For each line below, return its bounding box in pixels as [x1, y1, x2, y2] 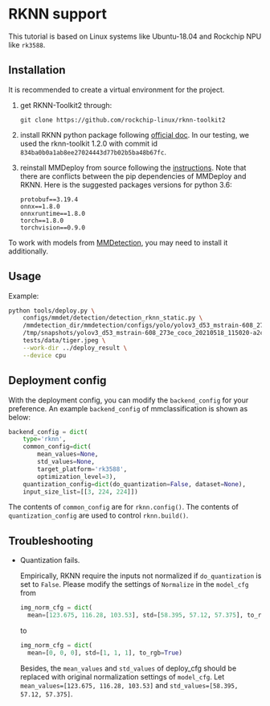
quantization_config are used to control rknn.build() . [8, 510, 189, 520]
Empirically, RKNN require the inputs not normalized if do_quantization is [19, 571, 262, 580]
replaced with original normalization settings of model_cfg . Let [19, 671, 225, 681]
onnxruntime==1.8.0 [19, 209, 86, 217]
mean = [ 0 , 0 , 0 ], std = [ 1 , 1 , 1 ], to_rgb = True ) [27, 649, 183, 657]
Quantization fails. [19, 555, 80, 565]
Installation [8, 64, 66, 77]
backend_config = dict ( [8, 427, 88, 436]
